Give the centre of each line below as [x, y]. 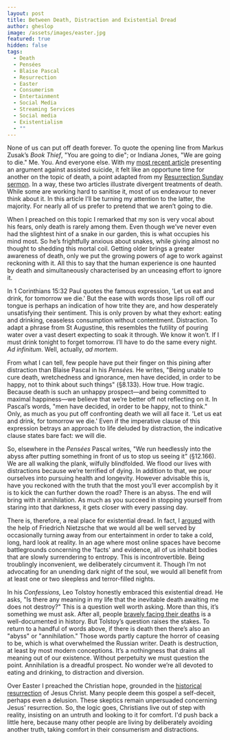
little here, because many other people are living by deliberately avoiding [110, 722]
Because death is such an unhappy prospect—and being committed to [107, 392]
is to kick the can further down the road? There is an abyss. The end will [109, 493]
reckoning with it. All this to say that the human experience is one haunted [112, 263]
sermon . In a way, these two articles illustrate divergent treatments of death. [115, 184]
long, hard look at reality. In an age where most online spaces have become [114, 542]
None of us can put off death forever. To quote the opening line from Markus [115, 148]
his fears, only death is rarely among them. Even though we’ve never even [112, 227]
